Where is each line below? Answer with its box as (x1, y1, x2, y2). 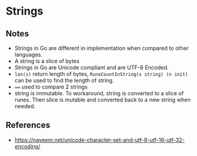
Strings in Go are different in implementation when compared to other (14, 44, 189, 52)
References (5, 120, 50, 131)
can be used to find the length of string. (14, 77, 114, 84)
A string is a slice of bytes (14, 58, 80, 64)
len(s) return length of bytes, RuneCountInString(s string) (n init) (14, 70, 188, 77)
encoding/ (14, 143, 41, 150)
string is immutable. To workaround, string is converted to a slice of (14, 90, 184, 97)
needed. (14, 103, 36, 110)
